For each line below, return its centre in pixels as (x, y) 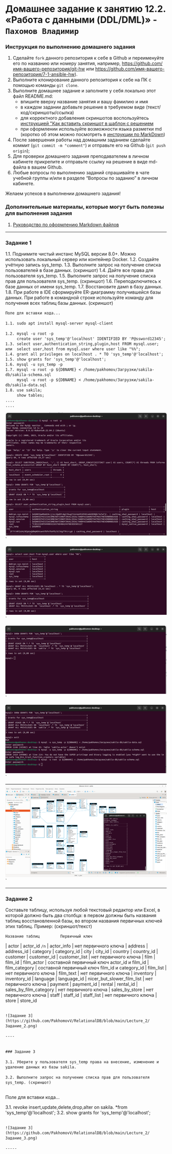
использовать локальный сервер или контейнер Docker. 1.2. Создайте (82, 260)
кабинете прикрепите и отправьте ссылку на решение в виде (80, 162)
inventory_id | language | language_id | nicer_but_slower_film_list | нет (79, 979)
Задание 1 (18, 243)
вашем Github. (47, 167)
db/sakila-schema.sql (28, 375)
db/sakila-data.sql (26, 385)
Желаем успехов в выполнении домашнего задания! (63, 194)
